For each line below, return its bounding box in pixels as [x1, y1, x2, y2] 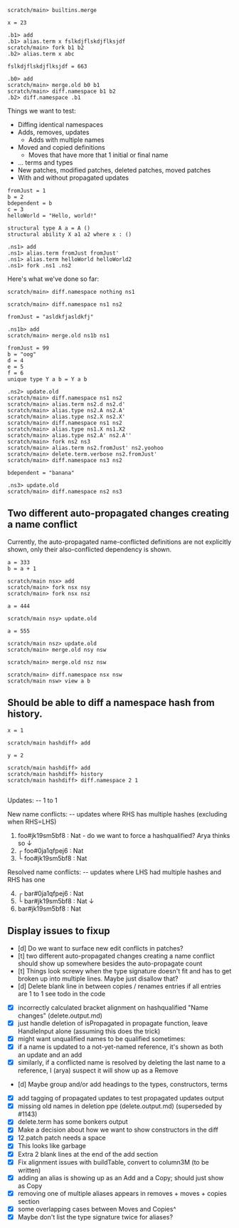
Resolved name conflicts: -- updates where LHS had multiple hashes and [7, 868, 222, 876]
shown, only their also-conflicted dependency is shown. [7, 545, 172, 553]
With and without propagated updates [17, 173, 129, 182]
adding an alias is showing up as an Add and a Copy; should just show [17, 1173, 224, 1182]
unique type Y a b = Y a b [7, 376, 87, 383]
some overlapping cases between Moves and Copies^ [17, 1204, 176, 1213]
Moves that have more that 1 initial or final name [28, 150, 169, 159]
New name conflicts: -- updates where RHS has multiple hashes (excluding [7, 810, 228, 819]
